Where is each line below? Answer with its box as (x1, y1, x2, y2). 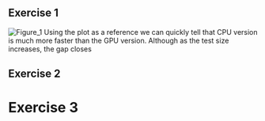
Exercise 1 (8, 6, 59, 20)
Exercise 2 (8, 67, 61, 81)
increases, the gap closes (8, 43, 93, 54)
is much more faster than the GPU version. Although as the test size (8, 36, 229, 45)
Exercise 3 (8, 99, 79, 117)
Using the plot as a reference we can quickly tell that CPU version (44, 27, 259, 36)
